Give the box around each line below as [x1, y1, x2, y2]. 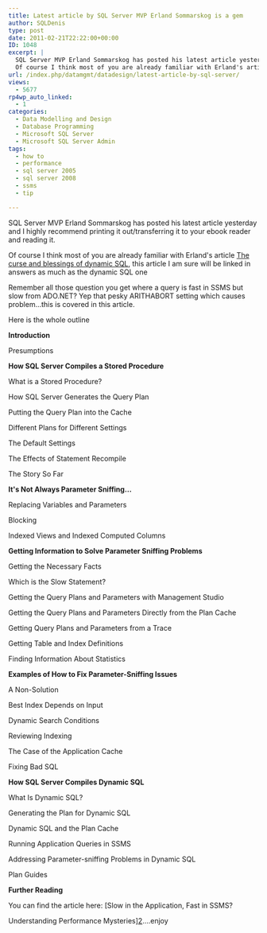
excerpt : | [8, 49, 44, 56]
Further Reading [8, 884, 64, 895]
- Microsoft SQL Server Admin [15, 137, 115, 146]
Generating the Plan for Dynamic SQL [8, 808, 131, 818]
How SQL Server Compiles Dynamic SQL [8, 777, 145, 787]
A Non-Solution [8, 685, 59, 694]
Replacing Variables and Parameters [8, 500, 127, 509]
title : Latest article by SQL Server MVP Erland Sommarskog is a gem [8, 11, 244, 20]
